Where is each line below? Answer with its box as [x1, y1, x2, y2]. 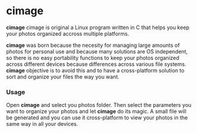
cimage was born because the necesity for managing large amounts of [6, 42, 180, 49]
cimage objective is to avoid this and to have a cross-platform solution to [6, 66, 185, 74]
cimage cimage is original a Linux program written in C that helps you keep [6, 24, 190, 31]
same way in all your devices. [6, 121, 78, 128]
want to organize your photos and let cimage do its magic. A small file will [6, 108, 187, 115]
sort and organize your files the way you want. [6, 73, 120, 80]
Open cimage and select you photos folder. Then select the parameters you [6, 102, 192, 109]
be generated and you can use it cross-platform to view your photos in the [6, 114, 188, 121]
